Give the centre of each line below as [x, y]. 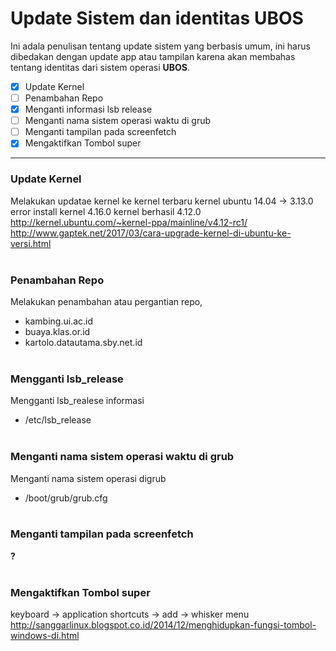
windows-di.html [45, 636]
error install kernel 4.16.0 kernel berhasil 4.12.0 [106, 211]
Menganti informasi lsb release [88, 109]
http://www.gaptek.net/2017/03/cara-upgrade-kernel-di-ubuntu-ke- [151, 233]
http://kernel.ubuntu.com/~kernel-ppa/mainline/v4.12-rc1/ [129, 222]
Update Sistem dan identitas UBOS [157, 18]
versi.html [31, 243]
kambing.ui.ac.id [59, 321]
